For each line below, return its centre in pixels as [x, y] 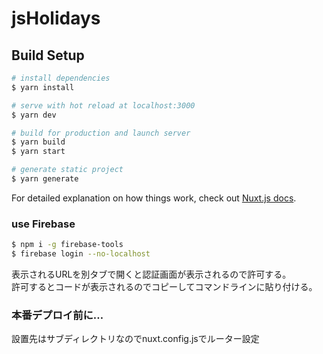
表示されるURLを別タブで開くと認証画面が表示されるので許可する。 [151, 274]
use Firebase [43, 224]
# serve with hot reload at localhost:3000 [103, 105]
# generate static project [67, 170]
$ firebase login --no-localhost [81, 254]
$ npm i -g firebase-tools [67, 245]
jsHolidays [56, 18]
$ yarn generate [45, 179]
